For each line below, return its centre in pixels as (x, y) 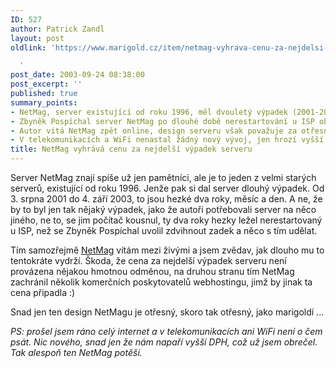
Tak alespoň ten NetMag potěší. (76, 352)
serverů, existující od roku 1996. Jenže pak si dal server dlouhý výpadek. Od (167, 188)
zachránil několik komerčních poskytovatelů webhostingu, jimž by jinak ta (161, 282)
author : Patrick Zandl (57, 29)
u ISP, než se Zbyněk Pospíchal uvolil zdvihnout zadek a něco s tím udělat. (164, 230)
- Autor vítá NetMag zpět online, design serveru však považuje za (154, 131)
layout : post (37, 38)
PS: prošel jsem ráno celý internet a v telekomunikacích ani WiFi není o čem (166, 331)
